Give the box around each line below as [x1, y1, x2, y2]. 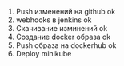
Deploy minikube [15, 49, 72, 58]
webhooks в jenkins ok [15, 15, 92, 25]
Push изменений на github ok [15, 7, 116, 16]
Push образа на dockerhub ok [15, 41, 117, 50]
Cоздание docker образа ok [15, 32, 111, 41]
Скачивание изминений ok [15, 24, 108, 33]
